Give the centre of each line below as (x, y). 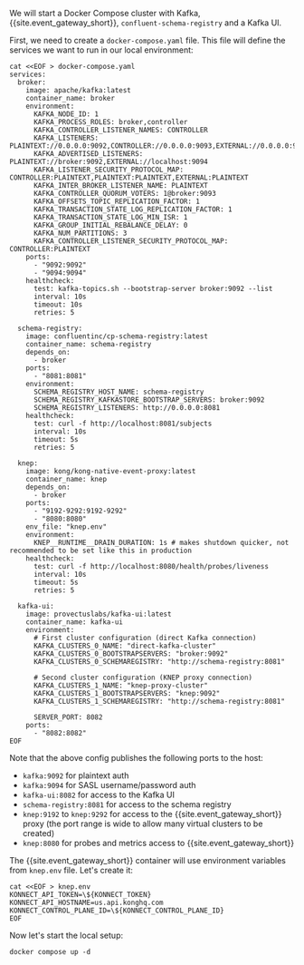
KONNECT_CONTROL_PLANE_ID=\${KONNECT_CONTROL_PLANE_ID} (117, 911)
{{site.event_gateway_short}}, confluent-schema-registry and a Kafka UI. (146, 23)
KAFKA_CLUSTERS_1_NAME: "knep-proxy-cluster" (120, 686)
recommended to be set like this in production (101, 551)
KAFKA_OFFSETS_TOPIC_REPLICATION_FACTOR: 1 (117, 201)
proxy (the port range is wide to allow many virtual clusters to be (142, 824)
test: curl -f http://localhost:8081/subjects (123, 424)
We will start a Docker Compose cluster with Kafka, (105, 13)
